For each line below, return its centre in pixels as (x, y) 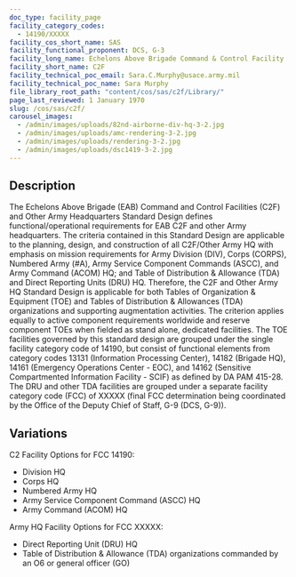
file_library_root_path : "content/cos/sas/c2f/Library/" (117, 92)
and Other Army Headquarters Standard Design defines (111, 216)
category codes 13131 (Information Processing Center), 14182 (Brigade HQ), (148, 358)
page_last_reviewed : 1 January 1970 (77, 100)
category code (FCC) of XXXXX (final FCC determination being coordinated (148, 396)
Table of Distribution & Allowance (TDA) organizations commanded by (150, 554)
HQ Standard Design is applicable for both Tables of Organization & (132, 292)
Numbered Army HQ (60, 491)
